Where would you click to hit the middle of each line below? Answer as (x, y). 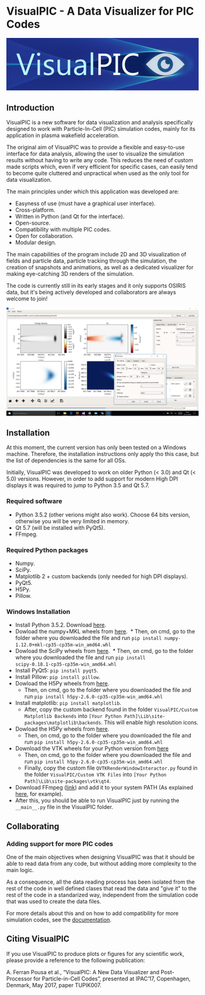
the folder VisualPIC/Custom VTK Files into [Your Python (95, 775)
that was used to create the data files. (54, 901)
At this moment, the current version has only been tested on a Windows (96, 447)
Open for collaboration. (44, 236)
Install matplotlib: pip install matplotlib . (68, 703)
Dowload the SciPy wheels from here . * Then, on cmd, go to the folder (104, 651)
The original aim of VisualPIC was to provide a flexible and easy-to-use (95, 147)
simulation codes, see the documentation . (59, 920)
